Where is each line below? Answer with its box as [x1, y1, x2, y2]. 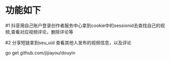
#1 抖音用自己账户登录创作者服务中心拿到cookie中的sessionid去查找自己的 [5, 22, 161, 28]
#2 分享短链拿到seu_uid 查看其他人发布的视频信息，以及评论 [5, 39, 132, 46]
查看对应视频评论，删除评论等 [11, 28, 74, 35]
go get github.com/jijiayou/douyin [5, 49, 76, 56]
